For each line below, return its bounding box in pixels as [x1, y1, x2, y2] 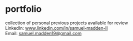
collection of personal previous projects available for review [5, 20, 128, 26]
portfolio [5, 3, 42, 15]
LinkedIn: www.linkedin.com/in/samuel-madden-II [5, 25, 108, 31]
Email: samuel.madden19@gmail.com [5, 30, 81, 36]
